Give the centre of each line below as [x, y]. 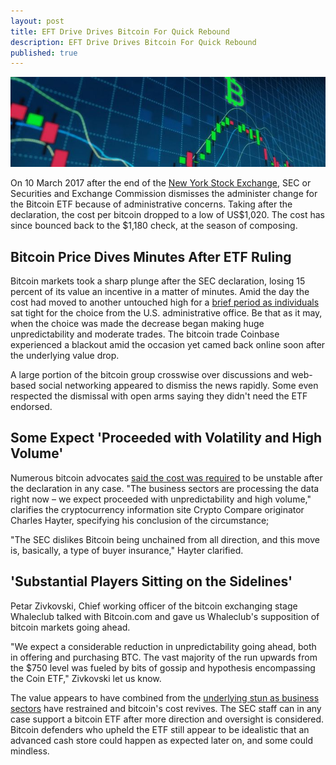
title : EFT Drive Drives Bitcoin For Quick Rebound [120, 31]
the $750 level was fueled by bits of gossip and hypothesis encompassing [163, 667]
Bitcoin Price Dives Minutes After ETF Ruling [151, 256]
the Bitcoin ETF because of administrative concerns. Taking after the [151, 204]
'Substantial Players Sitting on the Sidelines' [151, 581]
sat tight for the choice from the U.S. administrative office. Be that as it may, [166, 313]
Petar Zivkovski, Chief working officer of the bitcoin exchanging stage [154, 606]
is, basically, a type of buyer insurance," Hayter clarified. [127, 550]
